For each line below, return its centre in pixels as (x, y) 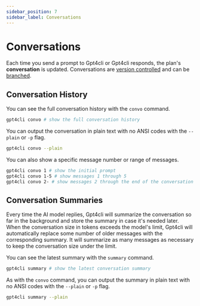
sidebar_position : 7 (32, 12)
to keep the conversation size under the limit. (62, 246)
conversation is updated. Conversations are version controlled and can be (98, 70)
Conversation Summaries (55, 200)
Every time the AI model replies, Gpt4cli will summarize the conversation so (99, 214)
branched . (19, 76)
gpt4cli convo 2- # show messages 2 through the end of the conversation (100, 182)
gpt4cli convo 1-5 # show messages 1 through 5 (67, 176)
